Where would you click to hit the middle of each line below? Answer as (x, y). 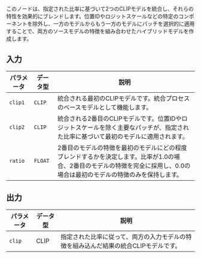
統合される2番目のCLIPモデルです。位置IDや (119, 119)
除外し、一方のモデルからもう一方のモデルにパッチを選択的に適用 (113, 24)
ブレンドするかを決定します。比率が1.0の (116, 156)
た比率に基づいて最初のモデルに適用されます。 (123, 136)
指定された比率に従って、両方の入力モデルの (123, 236)
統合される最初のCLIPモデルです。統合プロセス (124, 98)
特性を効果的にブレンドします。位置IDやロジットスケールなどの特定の (92, 16)
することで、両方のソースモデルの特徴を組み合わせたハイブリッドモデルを (98, 31)
